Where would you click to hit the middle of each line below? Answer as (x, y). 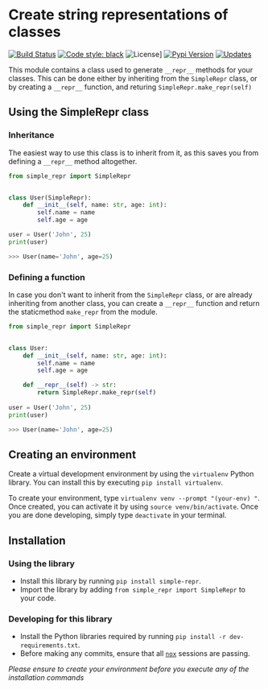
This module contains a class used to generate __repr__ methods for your (131, 69)
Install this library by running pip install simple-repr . (110, 581)
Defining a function (47, 277)
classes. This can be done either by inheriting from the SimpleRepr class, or (133, 78)
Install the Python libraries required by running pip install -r (123, 637)
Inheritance (31, 135)
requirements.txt (49, 646)
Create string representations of (118, 15)
